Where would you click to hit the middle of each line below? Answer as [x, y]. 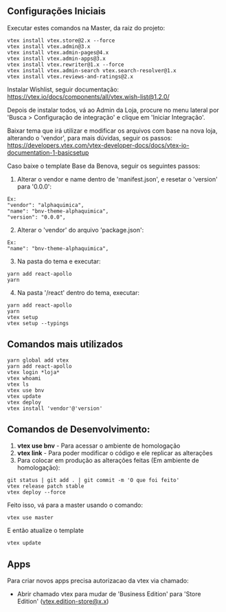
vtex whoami [24, 378]
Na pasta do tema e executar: [59, 261]
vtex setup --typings [38, 323]
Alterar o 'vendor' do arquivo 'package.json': [80, 230]
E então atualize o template [46, 531]
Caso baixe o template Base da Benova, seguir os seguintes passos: [104, 166]
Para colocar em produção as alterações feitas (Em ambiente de [108, 461]
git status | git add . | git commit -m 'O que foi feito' [93, 481]
